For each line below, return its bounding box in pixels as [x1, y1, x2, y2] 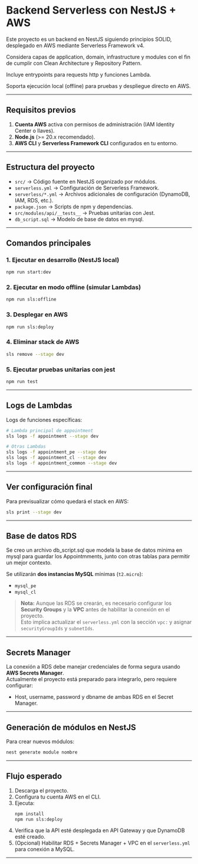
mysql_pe [14, 583, 37, 589]
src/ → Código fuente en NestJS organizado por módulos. [14, 178, 157, 185]
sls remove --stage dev [6, 351, 65, 357]
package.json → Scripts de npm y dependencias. [14, 203, 133, 210]
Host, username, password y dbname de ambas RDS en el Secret [14, 693, 174, 701]
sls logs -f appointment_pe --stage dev [6, 449, 107, 455]
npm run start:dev [6, 269, 51, 275]
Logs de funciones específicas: [6, 416, 82, 423]
